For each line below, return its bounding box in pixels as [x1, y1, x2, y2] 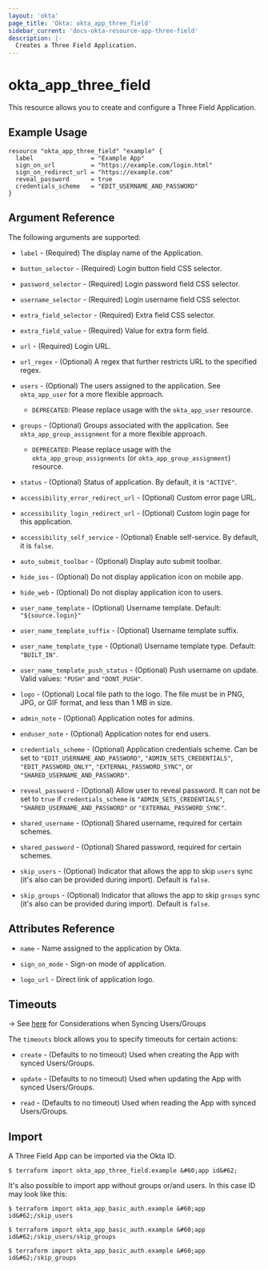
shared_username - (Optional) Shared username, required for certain [19, 818, 242, 827]
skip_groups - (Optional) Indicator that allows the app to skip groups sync [19, 890, 261, 899]
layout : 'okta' [8, 11, 59, 20]
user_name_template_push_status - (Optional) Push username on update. [19, 665, 258, 675]
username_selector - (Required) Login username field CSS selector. [19, 294, 242, 304]
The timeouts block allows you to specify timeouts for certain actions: [8, 1034, 238, 1044]
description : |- [8, 34, 62, 43]
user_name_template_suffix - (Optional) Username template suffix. [19, 625, 239, 635]
